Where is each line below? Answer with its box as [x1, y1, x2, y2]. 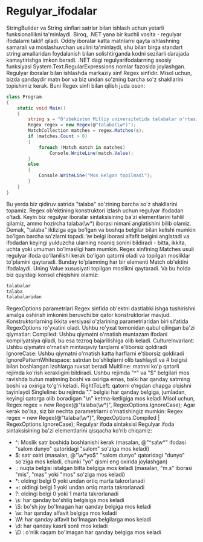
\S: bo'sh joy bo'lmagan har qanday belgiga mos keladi [14, 503, 152, 511]
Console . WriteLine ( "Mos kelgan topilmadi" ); [38, 172, 153, 179]
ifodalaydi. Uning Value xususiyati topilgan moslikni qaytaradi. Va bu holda [6, 264, 191, 272]
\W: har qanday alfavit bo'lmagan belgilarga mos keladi [14, 516, 152, 523]
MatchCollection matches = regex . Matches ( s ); [28, 128, 145, 134]
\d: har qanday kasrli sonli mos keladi [14, 522, 108, 530]
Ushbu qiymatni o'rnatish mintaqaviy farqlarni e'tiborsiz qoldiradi [6, 344, 167, 351]
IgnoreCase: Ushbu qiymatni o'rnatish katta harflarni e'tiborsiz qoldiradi [6, 350, 184, 358]
